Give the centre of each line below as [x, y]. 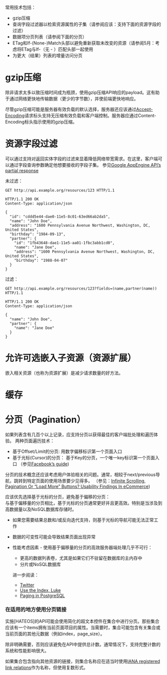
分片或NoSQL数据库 [40, 564]
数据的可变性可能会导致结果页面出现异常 [54, 536]
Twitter [27, 585]
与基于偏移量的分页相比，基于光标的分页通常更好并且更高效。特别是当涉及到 [84, 503]
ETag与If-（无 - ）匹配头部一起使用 [57, 49]
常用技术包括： [20, 7]
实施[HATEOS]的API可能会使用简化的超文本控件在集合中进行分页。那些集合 [82, 621]
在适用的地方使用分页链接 [36, 609]
